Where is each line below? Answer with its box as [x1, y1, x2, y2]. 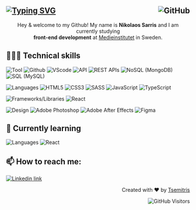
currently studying [75, 27, 121, 35]
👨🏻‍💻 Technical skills [6, 51, 80, 61]
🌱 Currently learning [6, 123, 82, 133]
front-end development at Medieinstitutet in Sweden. [33, 33, 163, 41]
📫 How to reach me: [6, 156, 82, 167]
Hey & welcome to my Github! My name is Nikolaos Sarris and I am [17, 21, 179, 28]
